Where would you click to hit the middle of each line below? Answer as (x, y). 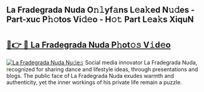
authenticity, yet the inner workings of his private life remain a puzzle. (94, 82)
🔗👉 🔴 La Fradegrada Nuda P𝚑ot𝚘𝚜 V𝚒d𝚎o (89, 45)
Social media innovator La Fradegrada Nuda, (141, 62)
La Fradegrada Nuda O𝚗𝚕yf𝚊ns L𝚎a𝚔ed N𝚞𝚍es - (100, 10)
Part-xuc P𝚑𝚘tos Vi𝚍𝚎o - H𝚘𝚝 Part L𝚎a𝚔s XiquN (100, 20)
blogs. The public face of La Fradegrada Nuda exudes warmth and (90, 76)
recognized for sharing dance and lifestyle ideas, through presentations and (102, 69)
